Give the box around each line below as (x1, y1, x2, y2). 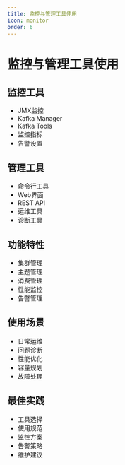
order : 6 (7, 23, 33, 30)
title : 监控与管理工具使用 (7, 10, 78, 18)
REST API (17, 199, 46, 207)
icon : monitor (7, 17, 49, 24)
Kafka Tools (17, 122, 53, 131)
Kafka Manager (17, 114, 63, 123)
